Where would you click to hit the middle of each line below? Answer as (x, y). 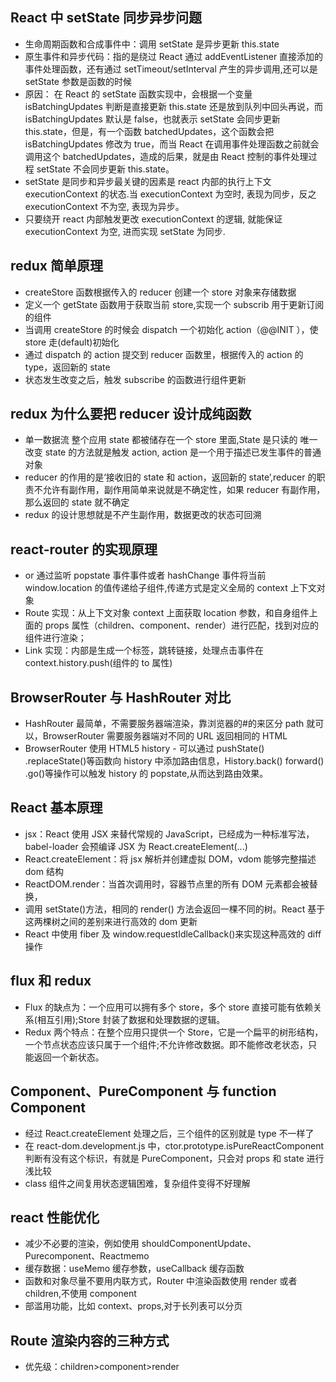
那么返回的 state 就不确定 (77, 502)
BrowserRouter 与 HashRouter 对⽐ (121, 697)
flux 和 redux (51, 981)
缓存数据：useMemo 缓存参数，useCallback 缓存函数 (134, 1269)
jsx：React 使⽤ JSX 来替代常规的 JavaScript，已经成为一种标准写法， (169, 834)
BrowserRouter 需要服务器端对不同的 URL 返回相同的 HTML (165, 736)
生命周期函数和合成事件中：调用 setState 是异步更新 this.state (152, 44)
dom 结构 (44, 871)
